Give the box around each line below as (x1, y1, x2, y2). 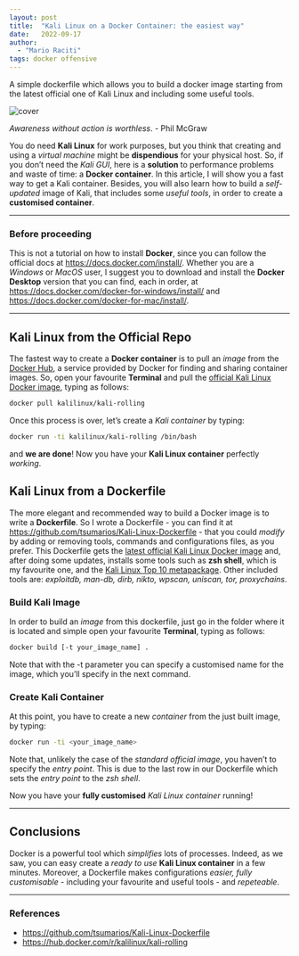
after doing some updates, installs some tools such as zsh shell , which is (9, 555, 278, 565)
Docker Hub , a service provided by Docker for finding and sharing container (9, 363, 288, 374)
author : (9, 37, 38, 47)
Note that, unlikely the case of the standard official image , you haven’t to (9, 754, 278, 765)
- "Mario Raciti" (17, 46, 82, 55)
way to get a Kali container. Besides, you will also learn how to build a (9, 178, 264, 188)
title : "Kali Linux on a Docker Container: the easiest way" (9, 21, 245, 30)
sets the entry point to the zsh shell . (9, 773, 141, 784)
